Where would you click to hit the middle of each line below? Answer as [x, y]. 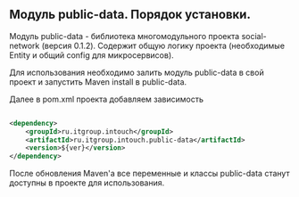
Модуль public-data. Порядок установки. [130, 15]
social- [254, 36]
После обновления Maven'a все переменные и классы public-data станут [149, 174]
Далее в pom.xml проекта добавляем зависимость [106, 99]
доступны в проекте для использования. [87, 183]
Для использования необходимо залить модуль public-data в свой [137, 72]
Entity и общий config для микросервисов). [91, 55]
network [25, 45]
